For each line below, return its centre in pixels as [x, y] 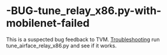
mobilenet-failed [48, 23]
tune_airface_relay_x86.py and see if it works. [61, 46]
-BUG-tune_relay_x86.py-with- [84, 11]
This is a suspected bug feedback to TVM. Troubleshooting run [83, 39]
